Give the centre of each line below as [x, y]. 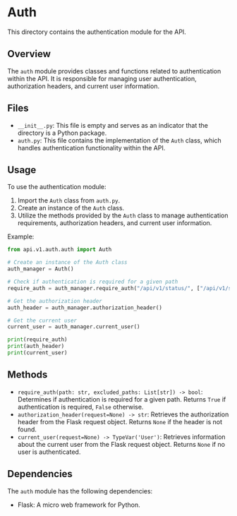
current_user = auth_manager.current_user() [74, 327]
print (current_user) [38, 353]
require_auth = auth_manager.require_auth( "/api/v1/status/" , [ [104, 288]
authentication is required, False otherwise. [80, 407]
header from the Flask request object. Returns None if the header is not [120, 421]
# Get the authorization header [55, 301]
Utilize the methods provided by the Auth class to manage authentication [123, 215]
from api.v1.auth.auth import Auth [60, 250]
